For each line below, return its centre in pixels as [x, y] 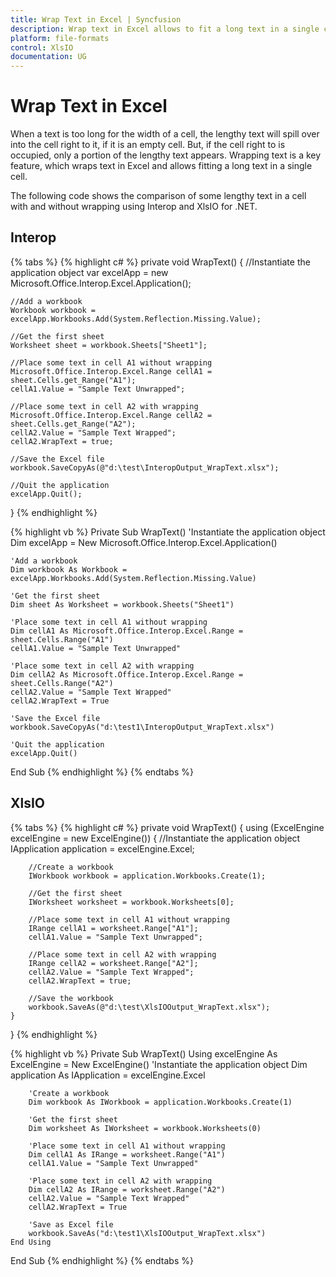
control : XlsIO [42, 47]
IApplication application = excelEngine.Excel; [102, 848]
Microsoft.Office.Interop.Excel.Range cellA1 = [111, 371]
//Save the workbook [71, 998]
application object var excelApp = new [89, 272]
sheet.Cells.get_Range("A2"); [73, 424]
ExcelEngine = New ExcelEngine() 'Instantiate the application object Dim [159, 1064]
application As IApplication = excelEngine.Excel [108, 1075]
